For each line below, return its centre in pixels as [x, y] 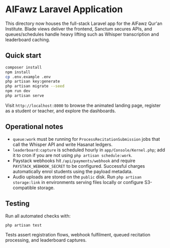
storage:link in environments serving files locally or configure [78, 182]
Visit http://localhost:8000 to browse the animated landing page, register [83, 105]
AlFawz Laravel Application [64, 9]
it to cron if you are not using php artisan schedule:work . [72, 155]
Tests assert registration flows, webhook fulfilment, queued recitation [78, 235]
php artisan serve [25, 96]
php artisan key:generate [32, 82]
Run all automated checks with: [38, 216]
